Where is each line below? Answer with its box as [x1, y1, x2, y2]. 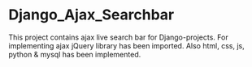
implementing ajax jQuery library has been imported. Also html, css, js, [8, 40, 245, 50]
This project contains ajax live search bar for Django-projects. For [8, 32, 229, 42]
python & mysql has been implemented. [8, 49, 141, 59]
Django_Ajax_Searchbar [8, 6, 175, 24]
